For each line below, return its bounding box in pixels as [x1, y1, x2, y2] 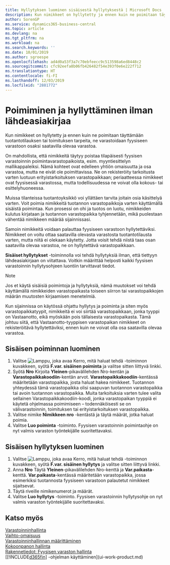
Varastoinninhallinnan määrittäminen [5, 538, 81, 544]
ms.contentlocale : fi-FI [5, 73, 58, 78]
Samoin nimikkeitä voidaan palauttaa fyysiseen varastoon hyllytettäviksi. [5, 226, 156, 232]
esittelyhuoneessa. [5, 185, 45, 191]
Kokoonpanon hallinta [5, 543, 51, 549]
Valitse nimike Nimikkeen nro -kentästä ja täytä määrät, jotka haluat [12, 412, 154, 418]
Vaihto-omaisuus [5, 533, 41, 538]
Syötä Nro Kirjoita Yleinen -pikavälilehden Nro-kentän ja [12, 369, 130, 375]
